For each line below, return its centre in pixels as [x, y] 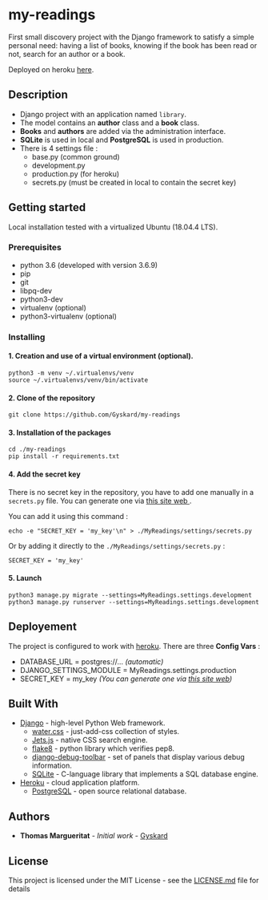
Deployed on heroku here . [51, 69]
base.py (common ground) [76, 156]
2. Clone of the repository [52, 398]
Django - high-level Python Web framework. [92, 723]
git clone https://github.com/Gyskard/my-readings [94, 415]
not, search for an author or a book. [67, 54]
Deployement [43, 627]
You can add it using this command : [68, 516]
